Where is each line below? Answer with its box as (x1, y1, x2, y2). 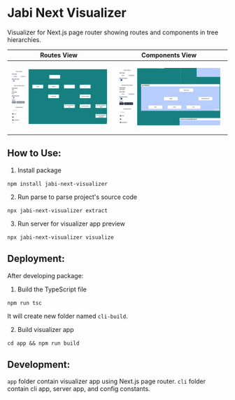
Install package (17, 166, 62, 174)
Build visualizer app (17, 325, 74, 333)
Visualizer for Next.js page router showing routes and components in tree (7, 28, 219, 36)
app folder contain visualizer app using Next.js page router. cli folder (7, 377, 206, 386)
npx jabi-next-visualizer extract (7, 207, 108, 214)
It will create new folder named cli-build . (7, 312, 128, 320)
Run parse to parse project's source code (17, 193, 138, 201)
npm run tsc (7, 299, 42, 306)
